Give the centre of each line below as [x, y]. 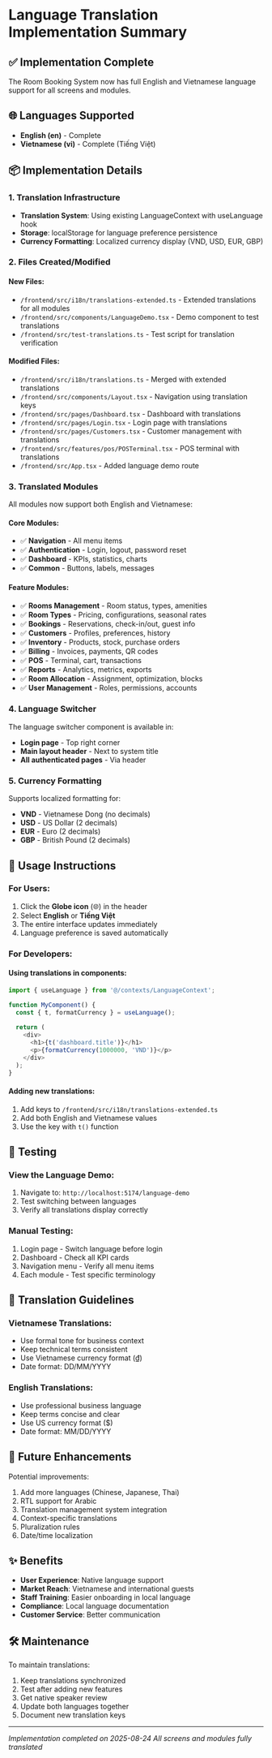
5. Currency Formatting [55, 781]
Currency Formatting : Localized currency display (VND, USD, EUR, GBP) [142, 241]
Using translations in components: [68, 973]
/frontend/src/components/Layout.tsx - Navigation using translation [134, 396]
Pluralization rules [50, 1527]
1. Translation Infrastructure [64, 198]
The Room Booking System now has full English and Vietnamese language [132, 82]
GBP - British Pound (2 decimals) [75, 840]
